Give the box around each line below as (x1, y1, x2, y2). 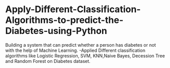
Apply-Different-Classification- (5, 4, 141, 15)
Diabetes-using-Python (5, 25, 108, 37)
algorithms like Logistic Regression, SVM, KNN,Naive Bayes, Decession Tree (5, 52, 165, 59)
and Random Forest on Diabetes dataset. (5, 58, 90, 64)
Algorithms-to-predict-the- (5, 14, 123, 26)
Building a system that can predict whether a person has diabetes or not (5, 42, 156, 48)
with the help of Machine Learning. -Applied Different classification (5, 47, 146, 53)
